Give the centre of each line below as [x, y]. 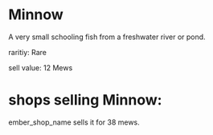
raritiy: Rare [27, 52]
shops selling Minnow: [85, 100]
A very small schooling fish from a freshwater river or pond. [107, 37]
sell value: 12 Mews [41, 67]
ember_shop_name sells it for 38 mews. [74, 122]
